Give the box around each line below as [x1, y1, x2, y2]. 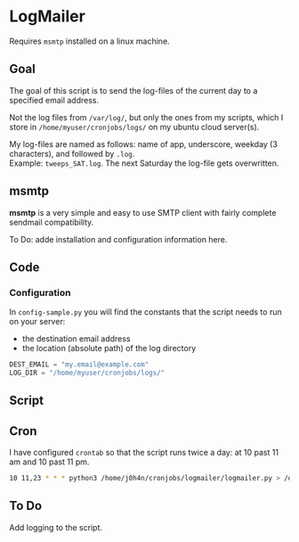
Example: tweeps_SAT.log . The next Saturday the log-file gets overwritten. [9, 158, 279, 168]
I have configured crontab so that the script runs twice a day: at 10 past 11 [9, 448, 279, 458]
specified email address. [9, 94, 100, 105]
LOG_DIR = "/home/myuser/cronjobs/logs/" [9, 368, 166, 378]
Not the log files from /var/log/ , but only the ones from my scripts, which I [9, 111, 284, 122]
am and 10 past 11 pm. [9, 456, 90, 467]
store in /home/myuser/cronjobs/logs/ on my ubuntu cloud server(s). [9, 121, 260, 132]
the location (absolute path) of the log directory [21, 343, 197, 354]
